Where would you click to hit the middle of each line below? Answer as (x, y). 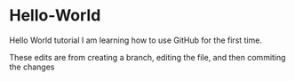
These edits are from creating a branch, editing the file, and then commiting (147, 57)
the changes (32, 67)
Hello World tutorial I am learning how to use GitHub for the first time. (136, 40)
